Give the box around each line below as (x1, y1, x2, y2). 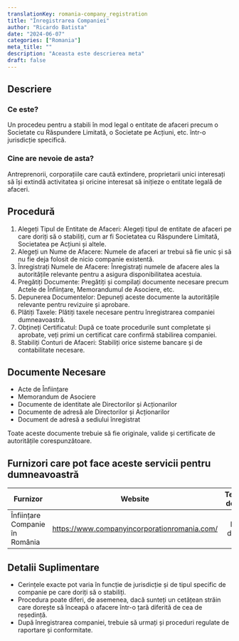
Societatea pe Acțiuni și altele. (17, 239, 107, 248)
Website (120, 494, 149, 504)
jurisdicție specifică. (7, 136, 67, 145)
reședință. (17, 610, 48, 619)
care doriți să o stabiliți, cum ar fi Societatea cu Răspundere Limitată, (17, 232, 220, 241)
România (11, 537, 41, 547)
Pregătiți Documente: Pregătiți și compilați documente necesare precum (17, 277, 229, 286)
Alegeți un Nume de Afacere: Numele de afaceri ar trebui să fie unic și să (17, 247, 232, 256)
